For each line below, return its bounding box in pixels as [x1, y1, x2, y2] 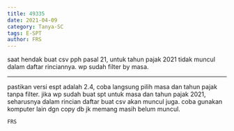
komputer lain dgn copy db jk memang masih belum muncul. [7, 105, 181, 114]
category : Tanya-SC [7, 23, 64, 30]
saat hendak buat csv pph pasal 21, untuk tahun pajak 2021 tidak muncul [7, 55, 216, 63]
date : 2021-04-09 [7, 17, 58, 24]
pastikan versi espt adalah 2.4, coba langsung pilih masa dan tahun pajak [7, 83, 218, 91]
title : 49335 [7, 10, 45, 17]
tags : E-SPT [7, 29, 42, 37]
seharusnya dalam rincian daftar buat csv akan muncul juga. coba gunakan [7, 98, 223, 106]
